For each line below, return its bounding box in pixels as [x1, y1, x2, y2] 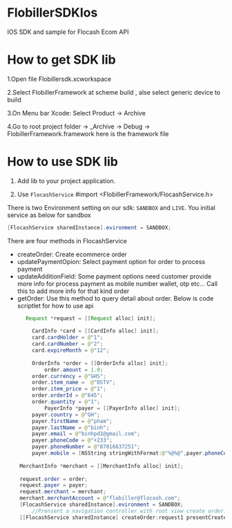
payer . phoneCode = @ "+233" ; [32, 437, 113, 444]
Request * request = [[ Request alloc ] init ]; [25, 314, 156, 322]
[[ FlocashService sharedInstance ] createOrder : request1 [19, 513, 184, 521]
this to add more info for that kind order [17, 287, 130, 295]
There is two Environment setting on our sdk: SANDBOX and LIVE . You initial [7, 203, 215, 211]
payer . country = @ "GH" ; [32, 411, 100, 418]
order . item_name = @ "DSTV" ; [32, 379, 116, 386]
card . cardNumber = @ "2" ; [32, 341, 104, 348]
